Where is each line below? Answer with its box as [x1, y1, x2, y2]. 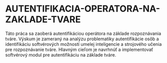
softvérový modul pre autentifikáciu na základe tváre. [5, 51, 116, 58]
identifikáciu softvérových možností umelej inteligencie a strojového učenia [5, 41, 162, 47]
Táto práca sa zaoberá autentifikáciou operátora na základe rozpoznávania [5, 30, 161, 36]
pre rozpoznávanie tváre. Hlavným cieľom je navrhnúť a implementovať [5, 46, 153, 52]
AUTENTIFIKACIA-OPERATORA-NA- [5, 3, 160, 15]
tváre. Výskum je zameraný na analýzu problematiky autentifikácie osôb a [5, 36, 159, 42]
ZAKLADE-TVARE [5, 14, 81, 25]
